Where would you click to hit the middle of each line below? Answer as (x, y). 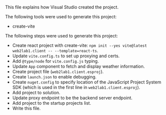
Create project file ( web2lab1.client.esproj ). (58, 72)
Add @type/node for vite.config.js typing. (55, 61)
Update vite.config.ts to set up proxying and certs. (66, 56)
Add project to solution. (36, 93)
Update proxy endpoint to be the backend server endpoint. (72, 98)
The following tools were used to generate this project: (61, 17)
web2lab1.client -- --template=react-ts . (55, 51)
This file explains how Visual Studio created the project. (62, 7)
